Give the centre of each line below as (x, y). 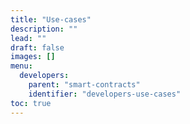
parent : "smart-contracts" (84, 85)
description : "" (44, 29)
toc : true (31, 103)
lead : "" (28, 38)
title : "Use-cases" (51, 19)
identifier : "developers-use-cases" (105, 94)
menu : (21, 66)
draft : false (37, 47)
